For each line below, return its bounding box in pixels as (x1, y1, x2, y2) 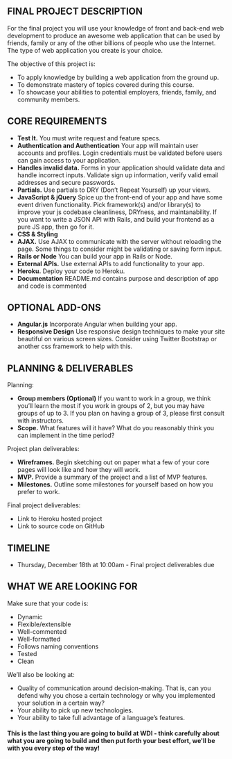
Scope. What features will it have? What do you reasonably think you (17, 424, 215, 432)
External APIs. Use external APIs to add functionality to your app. (17, 259, 205, 268)
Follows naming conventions (17, 642, 99, 651)
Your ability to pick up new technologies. (17, 705, 134, 715)
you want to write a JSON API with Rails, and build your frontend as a (17, 215, 215, 223)
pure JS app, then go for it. (17, 222, 95, 231)
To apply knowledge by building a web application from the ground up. (17, 73, 220, 81)
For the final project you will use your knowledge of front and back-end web (7, 24, 224, 32)
